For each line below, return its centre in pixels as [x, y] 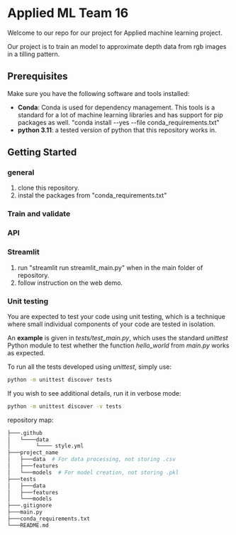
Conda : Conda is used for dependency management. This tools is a [116, 107]
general [21, 173]
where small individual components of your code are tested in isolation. [112, 324]
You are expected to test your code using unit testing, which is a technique [116, 316]
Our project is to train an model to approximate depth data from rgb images [117, 46]
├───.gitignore [30, 506]
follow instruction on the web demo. [70, 283]
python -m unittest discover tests [60, 379]
